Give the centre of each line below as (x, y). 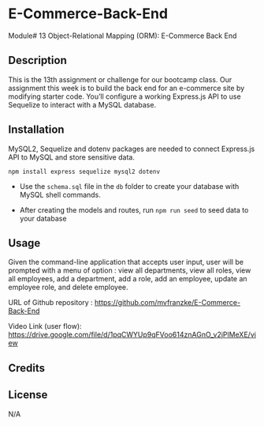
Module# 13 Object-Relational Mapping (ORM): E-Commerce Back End (123, 36)
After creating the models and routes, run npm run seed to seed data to (134, 209)
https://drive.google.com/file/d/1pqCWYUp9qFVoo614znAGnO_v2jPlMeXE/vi (132, 335)
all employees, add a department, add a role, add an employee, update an (128, 279)
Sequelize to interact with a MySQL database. (82, 104)
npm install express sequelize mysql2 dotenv (84, 172)
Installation (36, 130)
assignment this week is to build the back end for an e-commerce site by (126, 88)
